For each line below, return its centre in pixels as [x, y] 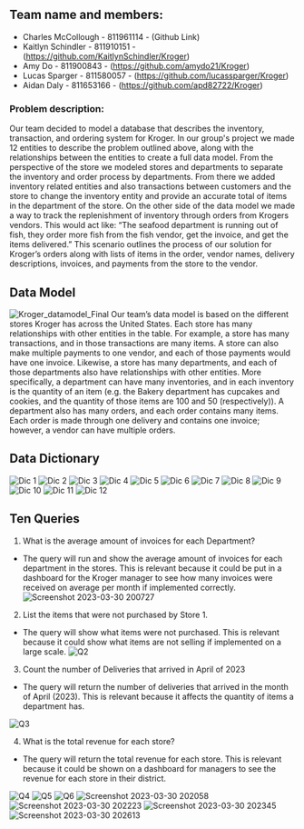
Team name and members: [86, 15]
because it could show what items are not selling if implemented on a [152, 642]
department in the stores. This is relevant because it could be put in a [152, 568]
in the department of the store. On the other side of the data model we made [152, 206]
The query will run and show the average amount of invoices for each [152, 558]
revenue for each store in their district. [94, 778]
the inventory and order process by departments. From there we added [142, 177]
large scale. [44, 651]
